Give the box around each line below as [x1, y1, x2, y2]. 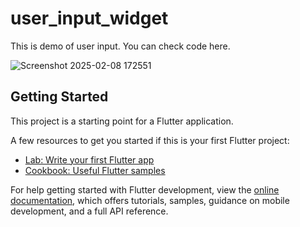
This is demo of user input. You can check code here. [10, 40, 231, 52]
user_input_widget [10, 7, 169, 30]
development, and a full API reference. [10, 205, 169, 217]
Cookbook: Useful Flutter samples [24, 164, 166, 176]
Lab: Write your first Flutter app [24, 153, 155, 166]
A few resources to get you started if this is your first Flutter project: [10, 134, 290, 146]
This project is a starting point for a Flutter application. [10, 115, 234, 127]
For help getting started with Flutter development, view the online [10, 183, 280, 196]
